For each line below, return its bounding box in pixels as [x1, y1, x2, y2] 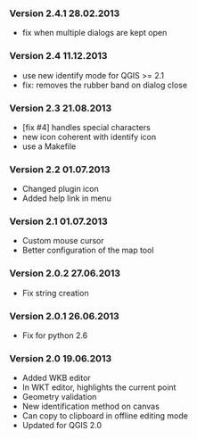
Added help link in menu [21, 193, 111, 203]
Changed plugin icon [21, 184, 100, 195]
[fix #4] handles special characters [21, 121, 152, 132]
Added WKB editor [21, 373, 91, 384]
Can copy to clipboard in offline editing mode [21, 410, 189, 421]
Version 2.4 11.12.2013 [9, 50, 108, 62]
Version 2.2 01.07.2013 [9, 163, 111, 176]
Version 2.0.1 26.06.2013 [9, 310, 120, 322]
